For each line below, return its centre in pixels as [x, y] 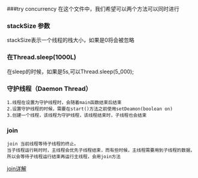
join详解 [17, 169]
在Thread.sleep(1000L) [42, 57]
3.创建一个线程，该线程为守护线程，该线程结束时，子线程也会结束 [77, 115]
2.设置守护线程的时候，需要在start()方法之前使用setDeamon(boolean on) [90, 109]
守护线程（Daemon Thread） [49, 88]
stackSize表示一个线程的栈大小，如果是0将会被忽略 [71, 40]
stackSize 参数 [29, 26]
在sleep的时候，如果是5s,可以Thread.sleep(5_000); [70, 72]
